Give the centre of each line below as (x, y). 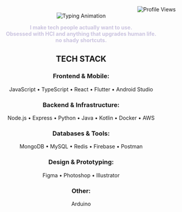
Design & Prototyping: (81, 162)
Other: (81, 190)
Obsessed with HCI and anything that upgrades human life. (81, 34)
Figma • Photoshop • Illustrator (81, 175)
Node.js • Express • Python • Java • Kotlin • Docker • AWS (81, 118)
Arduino (81, 204)
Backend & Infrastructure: (81, 104)
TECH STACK (81, 59)
